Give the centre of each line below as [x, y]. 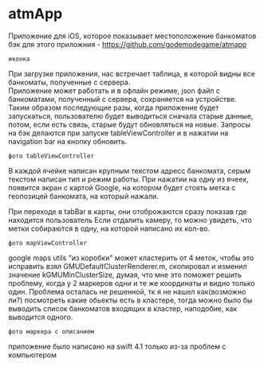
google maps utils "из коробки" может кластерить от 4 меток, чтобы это [131, 258]
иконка [19, 59]
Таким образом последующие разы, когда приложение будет [114, 107]
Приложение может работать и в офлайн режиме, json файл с [114, 90]
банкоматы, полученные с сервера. [69, 82]
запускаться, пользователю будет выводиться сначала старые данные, [131, 115]
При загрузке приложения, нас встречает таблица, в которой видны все [132, 73]
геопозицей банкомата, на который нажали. [84, 196]
